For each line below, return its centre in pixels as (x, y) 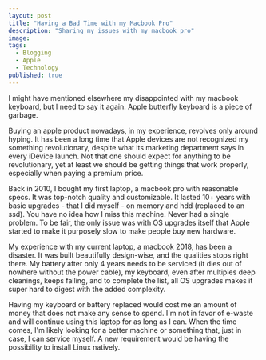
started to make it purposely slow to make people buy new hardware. (122, 231)
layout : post (30, 16)
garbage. (23, 115)
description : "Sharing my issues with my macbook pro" (101, 30)
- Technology (37, 68)
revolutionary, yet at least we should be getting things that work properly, (129, 164)
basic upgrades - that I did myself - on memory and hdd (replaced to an (127, 206)
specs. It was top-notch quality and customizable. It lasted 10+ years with (129, 197)
